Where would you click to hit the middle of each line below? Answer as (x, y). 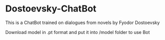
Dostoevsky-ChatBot (51, 9)
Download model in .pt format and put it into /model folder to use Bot (78, 32)
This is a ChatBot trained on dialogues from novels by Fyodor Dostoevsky (82, 22)
